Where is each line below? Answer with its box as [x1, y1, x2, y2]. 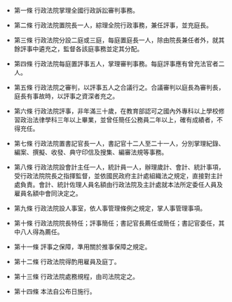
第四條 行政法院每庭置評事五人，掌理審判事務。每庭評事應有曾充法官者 [13, 60, 219, 68]
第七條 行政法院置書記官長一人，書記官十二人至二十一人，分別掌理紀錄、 [13, 139, 225, 147]
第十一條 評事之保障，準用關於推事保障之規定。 [13, 242, 151, 251]
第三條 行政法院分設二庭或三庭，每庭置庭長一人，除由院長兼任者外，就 [13, 36, 219, 44]
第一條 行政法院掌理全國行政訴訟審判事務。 [13, 6, 139, 14]
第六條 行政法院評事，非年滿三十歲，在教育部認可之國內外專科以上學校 [13, 107, 219, 115]
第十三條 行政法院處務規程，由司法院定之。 [13, 273, 139, 280]
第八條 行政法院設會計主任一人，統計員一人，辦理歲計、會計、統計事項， [13, 163, 225, 171]
